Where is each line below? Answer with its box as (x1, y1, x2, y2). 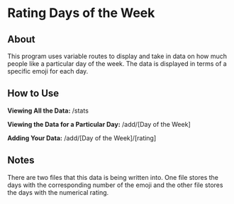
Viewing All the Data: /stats (7, 106, 89, 115)
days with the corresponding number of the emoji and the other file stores (7, 181, 223, 189)
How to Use (7, 87, 60, 100)
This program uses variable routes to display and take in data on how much (7, 52, 228, 60)
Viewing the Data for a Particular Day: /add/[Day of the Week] (7, 120, 191, 128)
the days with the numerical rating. (7, 188, 109, 196)
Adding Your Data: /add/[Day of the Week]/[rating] (7, 133, 157, 142)
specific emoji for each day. (7, 67, 89, 75)
